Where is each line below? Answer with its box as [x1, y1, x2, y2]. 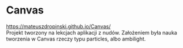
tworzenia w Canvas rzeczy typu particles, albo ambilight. [6, 35, 146, 42]
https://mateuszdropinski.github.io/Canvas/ [6, 23, 111, 30]
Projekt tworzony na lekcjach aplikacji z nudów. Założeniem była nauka [6, 29, 178, 36]
